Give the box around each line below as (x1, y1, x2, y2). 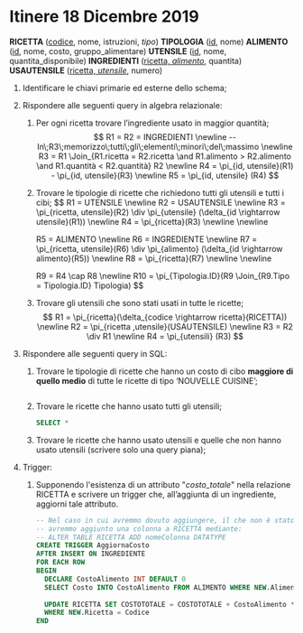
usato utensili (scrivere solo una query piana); (35, 444, 207, 455)
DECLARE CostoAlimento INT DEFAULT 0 (43, 574, 187, 583)
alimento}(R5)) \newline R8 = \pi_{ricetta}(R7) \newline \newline (35, 253, 272, 264)
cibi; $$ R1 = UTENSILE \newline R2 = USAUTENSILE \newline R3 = (35, 197, 286, 208)
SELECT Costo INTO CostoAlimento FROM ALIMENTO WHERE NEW (43, 582, 267, 592)
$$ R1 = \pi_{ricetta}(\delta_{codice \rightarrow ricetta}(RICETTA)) (42, 312, 288, 322)
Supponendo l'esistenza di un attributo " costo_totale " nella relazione (35, 479, 291, 489)
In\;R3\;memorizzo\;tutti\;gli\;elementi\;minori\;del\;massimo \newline (37, 141, 293, 152)
